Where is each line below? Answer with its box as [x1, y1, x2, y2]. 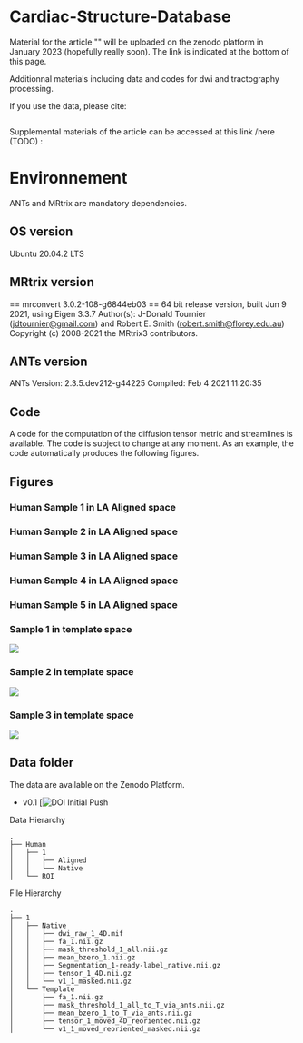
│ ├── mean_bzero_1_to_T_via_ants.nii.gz [9, 1008, 193, 1018]
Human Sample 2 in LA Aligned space [9, 525, 179, 538]
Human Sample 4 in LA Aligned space [9, 574, 179, 587]
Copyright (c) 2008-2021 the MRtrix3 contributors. [9, 327, 198, 338]
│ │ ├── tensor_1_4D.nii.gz [9, 968, 132, 978]
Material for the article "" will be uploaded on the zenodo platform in [9, 36, 264, 47]
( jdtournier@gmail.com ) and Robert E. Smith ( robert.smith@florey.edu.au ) [9, 318, 285, 329]
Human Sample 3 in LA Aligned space [9, 550, 179, 562]
